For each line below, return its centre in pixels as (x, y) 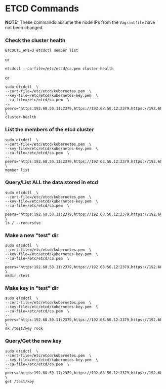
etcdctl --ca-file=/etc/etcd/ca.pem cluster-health (59, 69)
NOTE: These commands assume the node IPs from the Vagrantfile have (80, 22)
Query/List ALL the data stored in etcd (52, 182)
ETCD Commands (42, 9)
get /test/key (20, 381)
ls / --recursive (23, 223)
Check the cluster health (35, 40)
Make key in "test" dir (32, 288)
